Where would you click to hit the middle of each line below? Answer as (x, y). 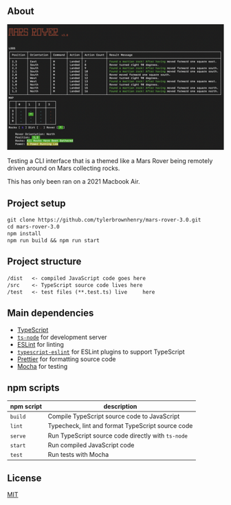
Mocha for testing (42, 366)
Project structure (44, 262)
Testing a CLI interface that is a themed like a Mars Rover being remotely (110, 161)
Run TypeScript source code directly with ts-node (118, 436)
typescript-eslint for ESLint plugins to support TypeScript (101, 352)
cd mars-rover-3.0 (33, 226)
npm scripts (33, 388)
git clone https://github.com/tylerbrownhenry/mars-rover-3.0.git (104, 219)
